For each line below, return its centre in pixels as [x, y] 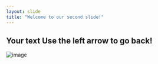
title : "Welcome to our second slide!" [55, 17]
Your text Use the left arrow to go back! [79, 41]
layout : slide [24, 11]
